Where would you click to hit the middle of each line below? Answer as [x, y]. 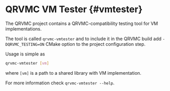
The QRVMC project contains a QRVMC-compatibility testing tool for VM [82, 23]
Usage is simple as [25, 54]
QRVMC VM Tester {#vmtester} [74, 9]
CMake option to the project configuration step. [95, 44]
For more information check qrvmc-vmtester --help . [60, 83]
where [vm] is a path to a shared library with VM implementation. [73, 73]
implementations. [24, 28]
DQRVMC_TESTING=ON [25, 44]
